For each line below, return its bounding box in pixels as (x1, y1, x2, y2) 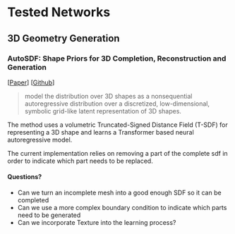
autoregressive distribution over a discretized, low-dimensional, (24, 99, 210, 108)
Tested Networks (7, 4, 111, 20)
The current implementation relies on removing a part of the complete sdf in (7, 149, 228, 157)
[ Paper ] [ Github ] (7, 78, 55, 87)
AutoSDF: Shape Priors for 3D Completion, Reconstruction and (7, 54, 227, 63)
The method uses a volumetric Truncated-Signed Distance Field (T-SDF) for (7, 121, 228, 129)
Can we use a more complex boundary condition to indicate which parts (17, 204, 227, 212)
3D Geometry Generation (7, 32, 120, 44)
